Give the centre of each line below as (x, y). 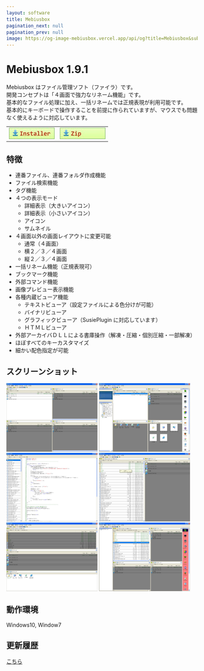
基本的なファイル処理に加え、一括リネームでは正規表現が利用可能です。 (97, 102)
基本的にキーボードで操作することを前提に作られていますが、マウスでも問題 (102, 110)
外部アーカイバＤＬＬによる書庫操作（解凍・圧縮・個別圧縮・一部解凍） (105, 335)
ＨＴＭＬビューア (46, 328)
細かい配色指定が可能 (42, 350)
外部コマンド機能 (36, 282)
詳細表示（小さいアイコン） (59, 213)
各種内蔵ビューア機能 (42, 297)
